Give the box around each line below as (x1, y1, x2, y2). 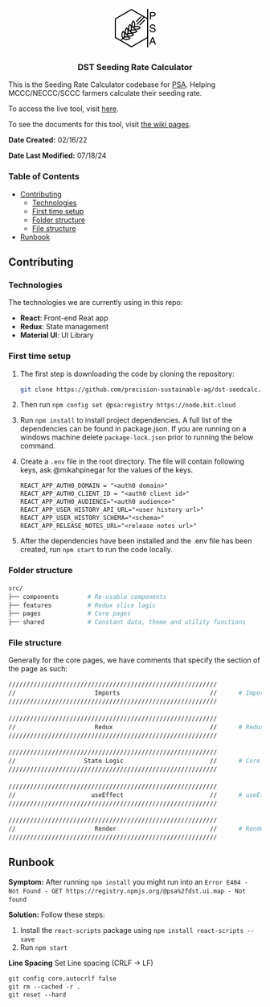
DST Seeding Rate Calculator (77, 61, 193, 72)
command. (19, 441, 56, 451)
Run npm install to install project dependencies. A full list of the (19, 415, 233, 425)
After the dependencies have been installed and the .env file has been (19, 536, 252, 546)
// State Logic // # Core (8, 757, 261, 766)
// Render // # (8, 825, 243, 833)
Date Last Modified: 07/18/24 (8, 151, 107, 160)
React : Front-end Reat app (19, 313, 108, 323)
